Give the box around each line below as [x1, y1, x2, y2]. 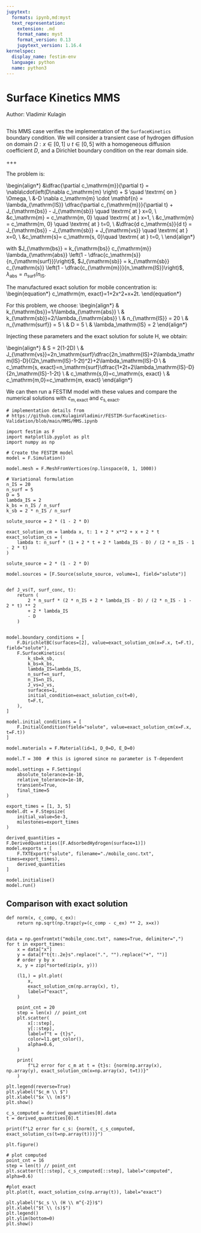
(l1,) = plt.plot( [17, 973, 63, 979]
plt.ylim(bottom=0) [6, 1216, 55, 1222]
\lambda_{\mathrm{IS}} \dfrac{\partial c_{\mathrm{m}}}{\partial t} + [6, 201, 173, 209]
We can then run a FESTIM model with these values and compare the [6, 388, 177, 396]
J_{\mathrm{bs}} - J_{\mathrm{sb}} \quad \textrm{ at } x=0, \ [6, 207, 157, 215]
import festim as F [6, 429, 55, 435]
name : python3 [11, 65, 47, 71]
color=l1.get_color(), [28, 1036, 85, 1042]
